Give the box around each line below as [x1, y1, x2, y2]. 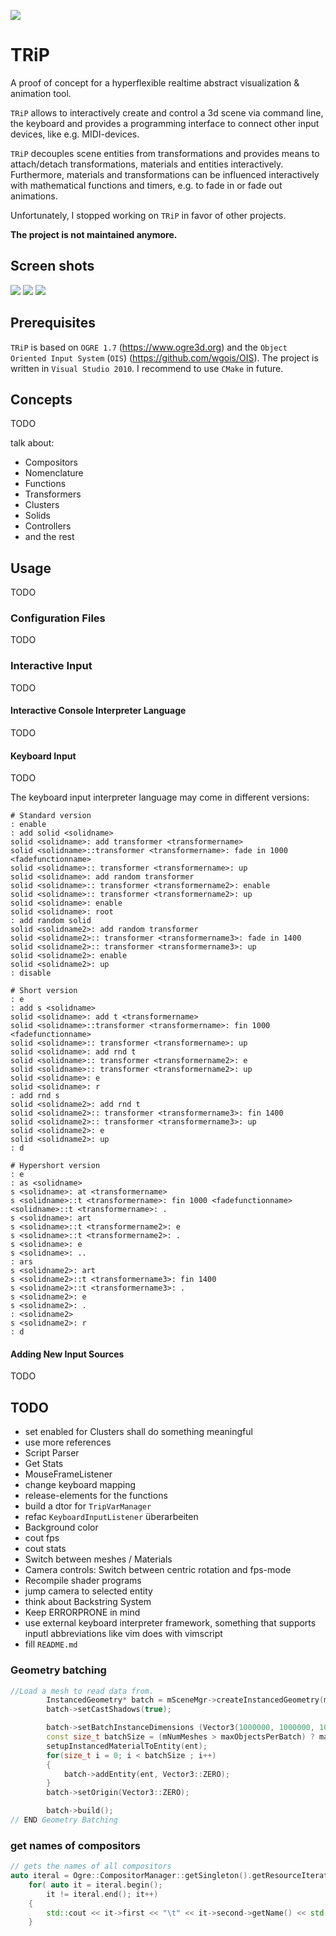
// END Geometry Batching [10, 1815, 118, 1825]
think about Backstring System [24, 1596, 152, 1608]
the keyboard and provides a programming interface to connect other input [10, 117, 320, 129]
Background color [24, 1521, 99, 1534]
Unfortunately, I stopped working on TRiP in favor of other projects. [10, 209, 287, 221]
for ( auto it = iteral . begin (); [28, 1880, 163, 1890]
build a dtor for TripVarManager [24, 1500, 152, 1512]
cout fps [24, 1532, 60, 1544]
